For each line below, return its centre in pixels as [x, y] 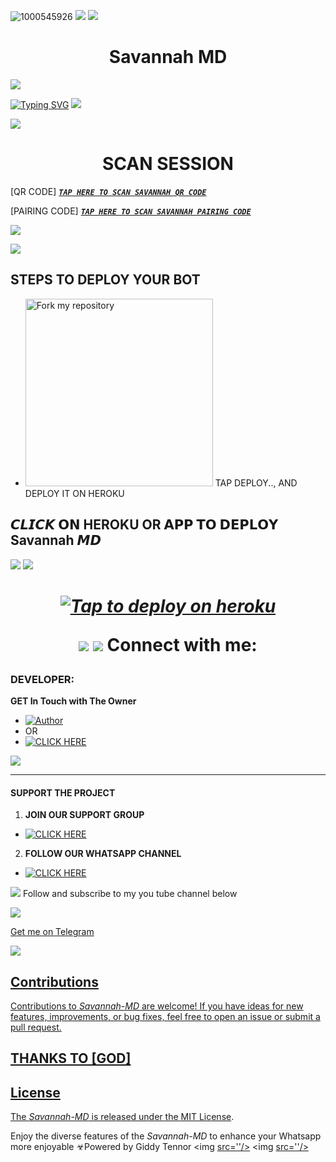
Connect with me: [182, 644]
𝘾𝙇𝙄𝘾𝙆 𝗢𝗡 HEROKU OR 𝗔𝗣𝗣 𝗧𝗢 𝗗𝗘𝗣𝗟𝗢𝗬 [144, 525]
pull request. [36, 1027]
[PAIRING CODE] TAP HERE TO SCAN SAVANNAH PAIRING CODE [131, 211]
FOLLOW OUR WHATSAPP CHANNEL [103, 854]
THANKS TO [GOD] [71, 1058]
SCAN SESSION [168, 164]
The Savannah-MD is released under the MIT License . [122, 1117]
